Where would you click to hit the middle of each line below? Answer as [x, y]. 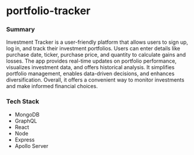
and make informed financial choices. [52, 86]
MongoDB [27, 114]
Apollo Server [31, 146]
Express [25, 140]
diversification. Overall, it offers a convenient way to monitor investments [96, 80]
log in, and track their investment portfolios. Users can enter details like [93, 49]
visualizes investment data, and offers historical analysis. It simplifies [90, 67]
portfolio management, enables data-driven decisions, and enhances [90, 74]
